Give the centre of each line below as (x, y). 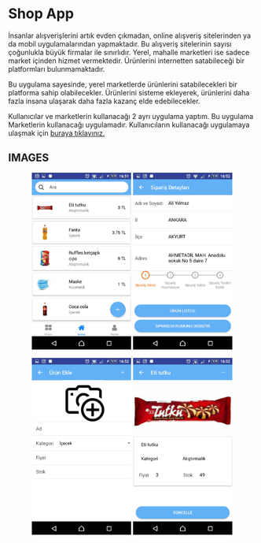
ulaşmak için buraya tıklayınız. (57, 133)
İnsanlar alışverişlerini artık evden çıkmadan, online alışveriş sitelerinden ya (130, 35)
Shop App (41, 14)
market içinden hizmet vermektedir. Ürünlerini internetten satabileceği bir (127, 61)
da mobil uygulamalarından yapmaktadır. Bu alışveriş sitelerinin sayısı (120, 43)
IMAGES (29, 158)
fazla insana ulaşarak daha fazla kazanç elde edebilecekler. (104, 101)
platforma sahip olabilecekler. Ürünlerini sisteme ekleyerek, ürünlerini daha (129, 92)
